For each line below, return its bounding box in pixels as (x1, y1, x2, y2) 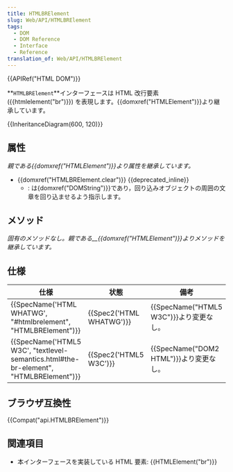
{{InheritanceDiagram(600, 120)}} (7, 119, 103, 128)
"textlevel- (33, 346, 69, 355)
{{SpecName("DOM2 (150, 344, 220, 354)
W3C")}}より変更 (150, 312, 207, 322)
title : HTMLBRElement (7, 10, 70, 17)
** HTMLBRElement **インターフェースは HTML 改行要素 (7, 88, 159, 97)
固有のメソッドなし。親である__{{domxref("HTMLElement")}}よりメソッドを (7, 234, 225, 243)
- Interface (13, 42, 49, 49)
